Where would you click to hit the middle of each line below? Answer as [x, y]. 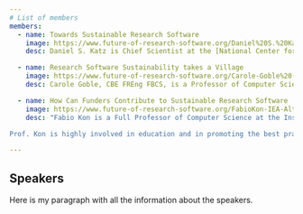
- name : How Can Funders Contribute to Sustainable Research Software [153, 100]
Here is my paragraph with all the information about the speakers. [131, 200]
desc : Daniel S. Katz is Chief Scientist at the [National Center [153, 51]
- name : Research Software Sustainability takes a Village [131, 68]
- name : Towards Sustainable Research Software [109, 34]
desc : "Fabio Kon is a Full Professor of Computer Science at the [153, 117]
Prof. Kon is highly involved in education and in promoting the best [145, 134]
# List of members [44, 18]
